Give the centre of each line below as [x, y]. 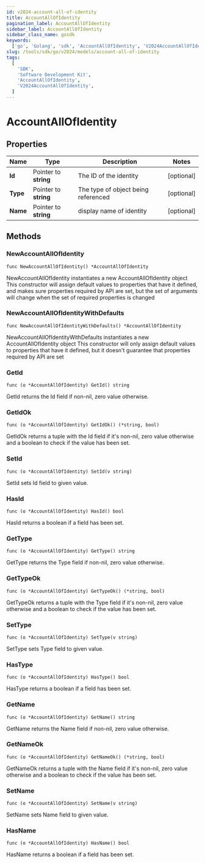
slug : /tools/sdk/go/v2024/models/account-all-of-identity [83, 52]
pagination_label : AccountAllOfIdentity [59, 23]
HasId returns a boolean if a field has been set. [65, 523]
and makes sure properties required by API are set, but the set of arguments [102, 291]
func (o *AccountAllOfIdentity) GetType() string [71, 551]
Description [120, 161]
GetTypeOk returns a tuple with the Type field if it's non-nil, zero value [95, 602]
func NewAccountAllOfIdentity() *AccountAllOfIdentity [77, 267]
